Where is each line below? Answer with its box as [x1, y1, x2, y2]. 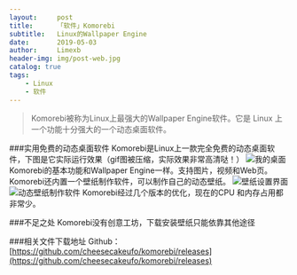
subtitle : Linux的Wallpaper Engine [9, 29, 148, 38]
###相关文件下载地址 [9, 236, 87, 247]
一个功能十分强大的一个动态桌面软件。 [30, 123, 171, 134]
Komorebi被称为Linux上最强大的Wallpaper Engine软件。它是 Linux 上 [30, 113, 284, 123]
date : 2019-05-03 [9, 37, 98, 47]
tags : [9, 71, 29, 80]
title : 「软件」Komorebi [9, 21, 115, 30]
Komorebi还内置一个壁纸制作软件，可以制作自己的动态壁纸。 [9, 176, 231, 186]
